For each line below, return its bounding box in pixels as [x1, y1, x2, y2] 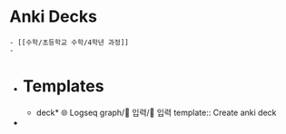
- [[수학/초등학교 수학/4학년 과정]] [9, 38, 130, 47]
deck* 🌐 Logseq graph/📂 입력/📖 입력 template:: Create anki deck [35, 107, 277, 118]
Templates [22, 76, 104, 97]
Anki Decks [9, 6, 98, 27]
